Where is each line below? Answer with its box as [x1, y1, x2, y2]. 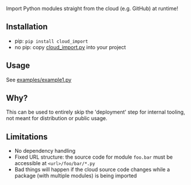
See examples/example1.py [6, 76, 72, 83]
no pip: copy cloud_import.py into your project [14, 43, 126, 50]
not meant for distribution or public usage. [6, 115, 107, 122]
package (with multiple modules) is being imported [14, 172, 137, 179]
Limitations [6, 132, 48, 142]
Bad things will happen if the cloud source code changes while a [14, 166, 171, 173]
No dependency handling [14, 148, 76, 155]
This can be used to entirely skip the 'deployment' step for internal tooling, [6, 108, 185, 116]
